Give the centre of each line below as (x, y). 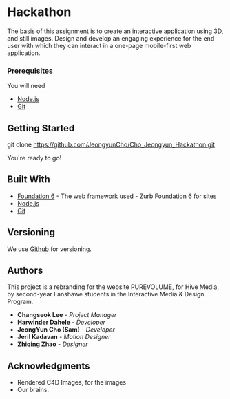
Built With (29, 180)
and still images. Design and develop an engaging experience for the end (111, 38)
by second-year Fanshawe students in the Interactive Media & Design (106, 294)
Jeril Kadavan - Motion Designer (64, 337)
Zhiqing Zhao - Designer (52, 344)
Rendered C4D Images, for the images (71, 382)
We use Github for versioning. (49, 249)
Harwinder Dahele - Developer (61, 322)
